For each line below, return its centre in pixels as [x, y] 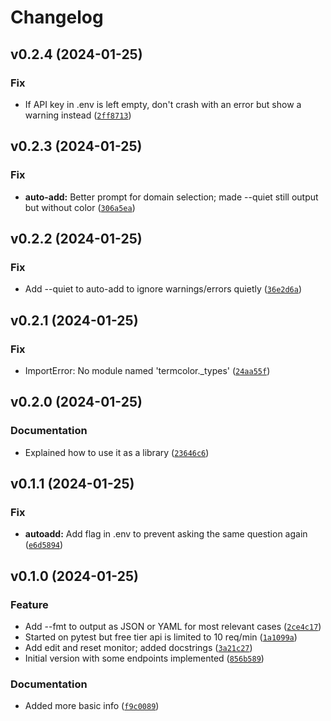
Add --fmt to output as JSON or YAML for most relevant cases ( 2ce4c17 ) [173, 626]
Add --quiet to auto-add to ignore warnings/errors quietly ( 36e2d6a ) [163, 289]
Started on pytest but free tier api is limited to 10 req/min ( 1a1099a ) [161, 637]
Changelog [57, 17]
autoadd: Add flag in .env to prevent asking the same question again [166, 534]
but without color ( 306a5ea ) [80, 207]
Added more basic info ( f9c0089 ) [92, 706]
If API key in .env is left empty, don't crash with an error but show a [163, 104]
